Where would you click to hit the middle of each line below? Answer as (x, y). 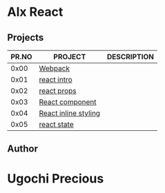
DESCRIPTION (130, 57)
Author (22, 149)
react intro (56, 80)
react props (58, 91)
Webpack (55, 68)
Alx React (35, 12)
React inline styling (70, 113)
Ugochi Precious (56, 178)
